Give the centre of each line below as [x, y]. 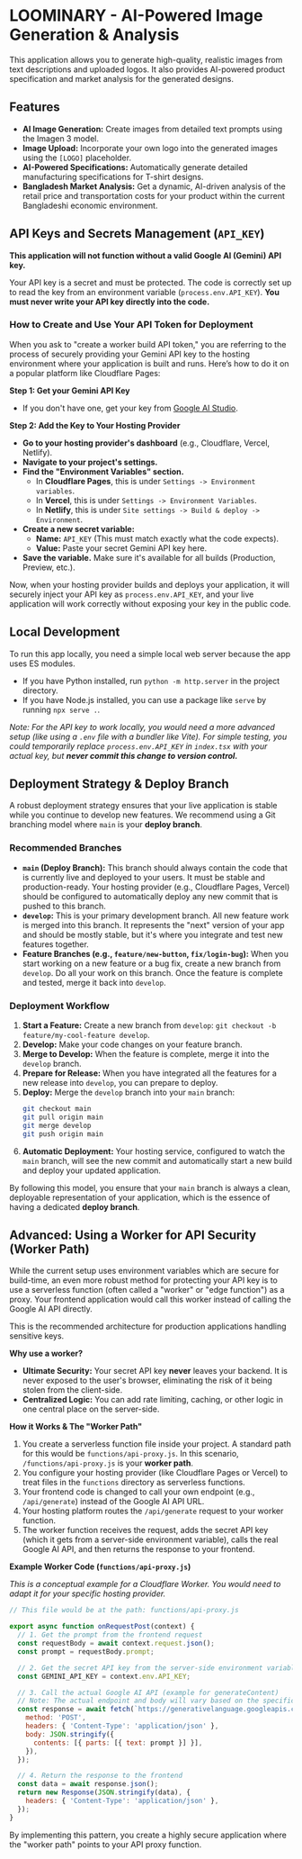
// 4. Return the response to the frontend [100, 1776]
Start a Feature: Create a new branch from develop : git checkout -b [149, 1025]
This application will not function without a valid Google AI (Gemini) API [145, 255]
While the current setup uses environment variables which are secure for [144, 1271]
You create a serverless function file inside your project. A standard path [157, 1444]
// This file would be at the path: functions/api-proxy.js [124, 1611]
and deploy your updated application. [92, 1170]
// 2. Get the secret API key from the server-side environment [140, 1668]
